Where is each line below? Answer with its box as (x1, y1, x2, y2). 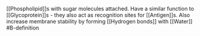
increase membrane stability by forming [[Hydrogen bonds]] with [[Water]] (6, 18, 193, 25)
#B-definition (6, 24, 39, 31)
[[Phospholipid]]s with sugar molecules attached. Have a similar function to (6, 5, 195, 12)
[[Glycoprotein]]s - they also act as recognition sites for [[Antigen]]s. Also (6, 11, 190, 19)
